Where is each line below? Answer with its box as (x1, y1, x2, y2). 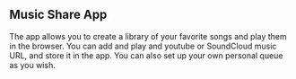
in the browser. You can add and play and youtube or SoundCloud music (9, 40, 277, 51)
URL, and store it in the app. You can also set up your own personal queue (9, 49, 283, 61)
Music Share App (9, 7, 108, 22)
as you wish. (9, 59, 56, 70)
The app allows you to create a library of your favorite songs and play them (9, 31, 287, 41)
